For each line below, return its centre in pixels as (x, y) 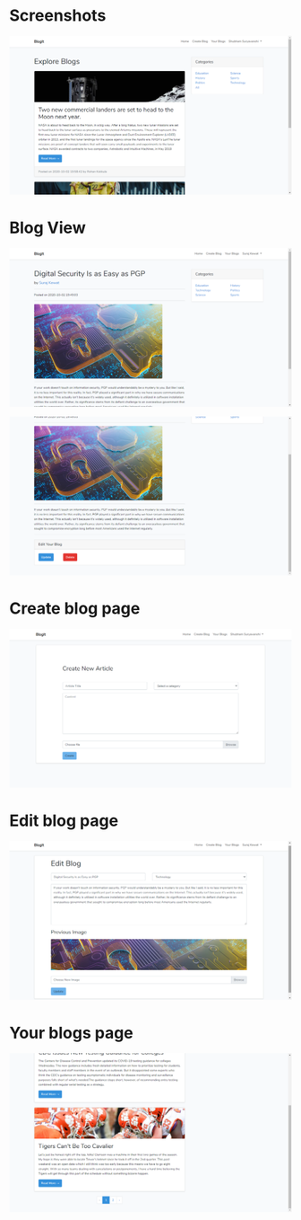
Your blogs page (72, 1033)
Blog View (48, 228)
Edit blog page (64, 821)
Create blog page (75, 609)
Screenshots (58, 16)
